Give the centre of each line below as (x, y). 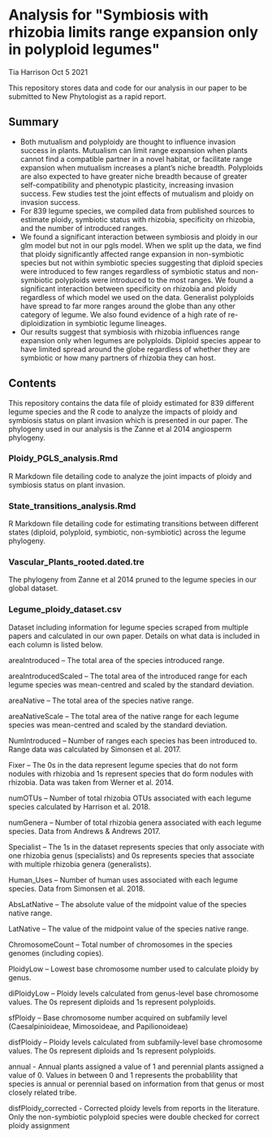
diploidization (43, 323)
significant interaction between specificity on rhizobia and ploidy (128, 288)
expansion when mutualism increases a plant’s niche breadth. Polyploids (142, 168)
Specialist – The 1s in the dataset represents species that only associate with (136, 847)
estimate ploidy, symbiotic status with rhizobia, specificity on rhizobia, (138, 219)
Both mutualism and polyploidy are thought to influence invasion (128, 142)
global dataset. (33, 588)
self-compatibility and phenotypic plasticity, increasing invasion (127, 185)
